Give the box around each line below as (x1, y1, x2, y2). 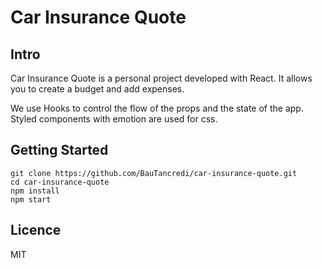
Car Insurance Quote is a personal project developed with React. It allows (10, 72, 313, 84)
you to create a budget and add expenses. (10, 83, 185, 95)
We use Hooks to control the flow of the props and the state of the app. (10, 102, 304, 114)
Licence (10, 222, 62, 239)
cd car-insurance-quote (10, 177, 110, 187)
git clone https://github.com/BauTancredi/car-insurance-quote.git (10, 168, 298, 178)
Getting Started (10, 142, 109, 159)
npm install (10, 186, 60, 196)
